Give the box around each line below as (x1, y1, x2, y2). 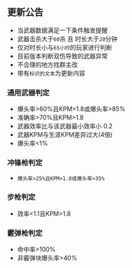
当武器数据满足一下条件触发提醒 (16, 26, 108, 34)
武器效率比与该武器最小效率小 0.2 (16, 122, 113, 131)
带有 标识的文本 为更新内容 (16, 69, 86, 77)
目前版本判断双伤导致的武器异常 (16, 52, 108, 60)
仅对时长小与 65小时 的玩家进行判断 (16, 43, 112, 52)
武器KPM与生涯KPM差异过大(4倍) (16, 131, 113, 139)
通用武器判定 (7, 88, 50, 98)
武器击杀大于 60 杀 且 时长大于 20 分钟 (16, 34, 118, 43)
